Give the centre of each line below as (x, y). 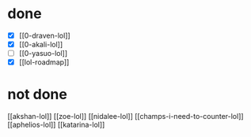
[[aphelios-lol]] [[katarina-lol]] (56, 125)
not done (38, 94)
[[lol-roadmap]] (44, 62)
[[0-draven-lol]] (44, 35)
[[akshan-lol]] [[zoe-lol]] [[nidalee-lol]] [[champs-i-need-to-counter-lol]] (125, 117)
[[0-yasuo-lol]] (43, 54)
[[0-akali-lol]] (41, 44)
